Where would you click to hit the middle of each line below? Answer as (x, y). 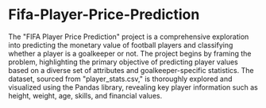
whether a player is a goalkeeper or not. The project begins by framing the (130, 53)
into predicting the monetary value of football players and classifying (121, 44)
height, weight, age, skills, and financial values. (85, 95)
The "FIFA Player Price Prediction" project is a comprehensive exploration (129, 37)
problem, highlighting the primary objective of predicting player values (123, 62)
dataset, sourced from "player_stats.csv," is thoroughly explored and (120, 79)
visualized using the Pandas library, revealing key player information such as (133, 87)
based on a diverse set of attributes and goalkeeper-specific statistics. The (131, 70)
